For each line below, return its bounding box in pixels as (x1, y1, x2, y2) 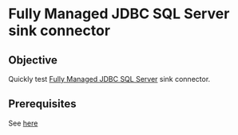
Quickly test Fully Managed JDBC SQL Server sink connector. (8, 75, 211, 83)
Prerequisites (8, 97, 77, 111)
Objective (8, 53, 58, 67)
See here (8, 118, 38, 128)
